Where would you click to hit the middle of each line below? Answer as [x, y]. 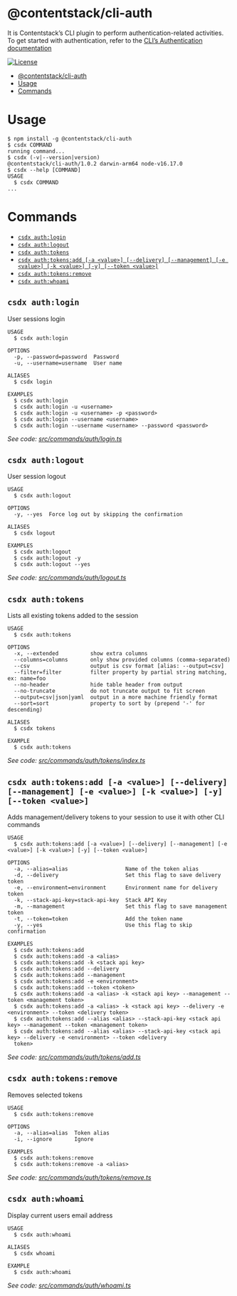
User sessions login [36, 318]
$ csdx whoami [35, 1253]
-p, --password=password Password [67, 357]
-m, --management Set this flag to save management [121, 907]
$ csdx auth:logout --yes [52, 565]
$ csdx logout [35, 533]
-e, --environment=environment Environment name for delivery [116, 888]
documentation [30, 48]
